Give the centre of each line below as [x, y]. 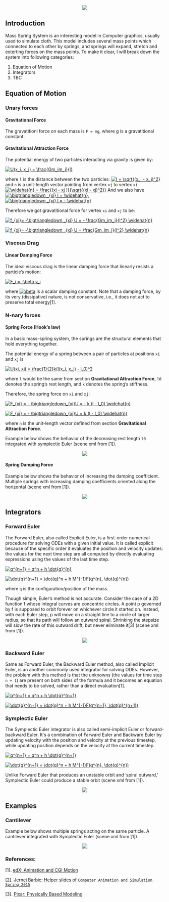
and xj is [14, 359]
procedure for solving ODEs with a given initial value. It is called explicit [79, 543]
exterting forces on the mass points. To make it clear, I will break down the [82, 52]
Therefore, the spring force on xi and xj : [47, 394]
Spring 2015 [18, 885]
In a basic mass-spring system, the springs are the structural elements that [83, 338]
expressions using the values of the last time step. [57, 559]
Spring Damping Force [29, 465]
